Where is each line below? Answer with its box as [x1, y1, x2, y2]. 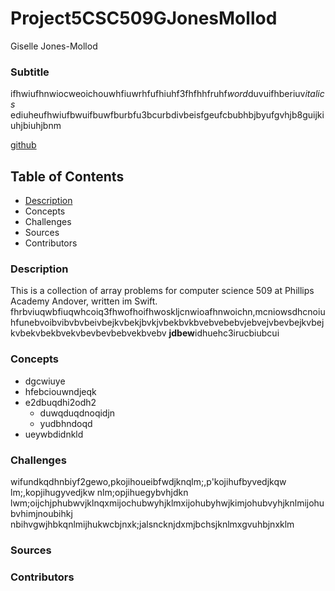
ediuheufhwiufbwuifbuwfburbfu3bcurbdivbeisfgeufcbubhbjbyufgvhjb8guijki [10, 109, 325, 121]
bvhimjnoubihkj [10, 507, 73, 519]
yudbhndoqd [39, 417, 93, 429]
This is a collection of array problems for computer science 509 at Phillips [10, 285, 315, 297]
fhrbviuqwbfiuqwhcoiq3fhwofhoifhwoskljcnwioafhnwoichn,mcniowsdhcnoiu [10, 306, 326, 318]
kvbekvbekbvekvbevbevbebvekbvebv [10, 327, 167, 339]
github [10, 139, 37, 151]
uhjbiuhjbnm [10, 120, 62, 132]
